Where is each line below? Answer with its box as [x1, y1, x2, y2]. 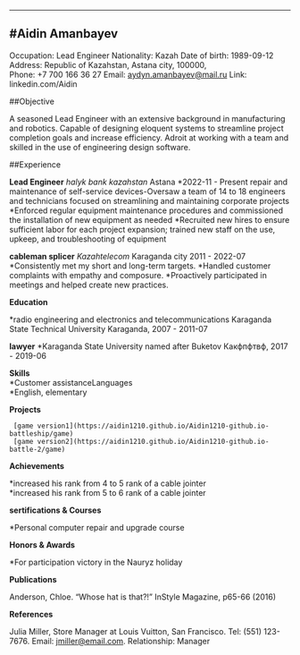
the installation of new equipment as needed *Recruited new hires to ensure [9, 214, 290, 225]
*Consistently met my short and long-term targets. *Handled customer [9, 260, 271, 271]
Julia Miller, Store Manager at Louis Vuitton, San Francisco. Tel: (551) [9, 625, 262, 636]
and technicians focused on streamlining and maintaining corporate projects [9, 195, 290, 206]
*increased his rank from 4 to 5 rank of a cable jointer [9, 478, 207, 489]
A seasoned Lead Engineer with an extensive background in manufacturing [9, 113, 286, 123]
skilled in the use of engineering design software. [9, 141, 191, 152]
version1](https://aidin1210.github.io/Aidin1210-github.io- [37, 421, 270, 430]
